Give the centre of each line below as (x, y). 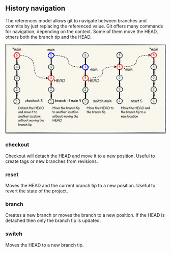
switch (14, 234)
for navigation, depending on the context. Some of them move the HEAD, (82, 31)
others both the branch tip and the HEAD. (49, 37)
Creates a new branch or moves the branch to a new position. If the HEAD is (85, 215)
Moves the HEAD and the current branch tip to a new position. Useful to (80, 186)
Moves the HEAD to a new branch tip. (45, 245)
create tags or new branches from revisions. (52, 161)
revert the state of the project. (37, 191)
